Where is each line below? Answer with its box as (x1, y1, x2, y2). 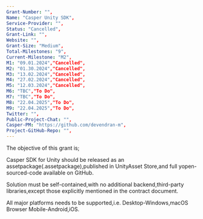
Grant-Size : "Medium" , (6, 43, 64, 49)
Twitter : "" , (6, 111, 40, 117)
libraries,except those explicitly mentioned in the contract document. (6, 187, 179, 195)
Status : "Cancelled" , (6, 26, 61, 32)
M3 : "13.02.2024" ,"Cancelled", (6, 71, 86, 77)
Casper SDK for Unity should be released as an (6, 156, 125, 163)
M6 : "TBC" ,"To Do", (6, 88, 56, 94)
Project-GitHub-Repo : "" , (6, 128, 72, 134)
